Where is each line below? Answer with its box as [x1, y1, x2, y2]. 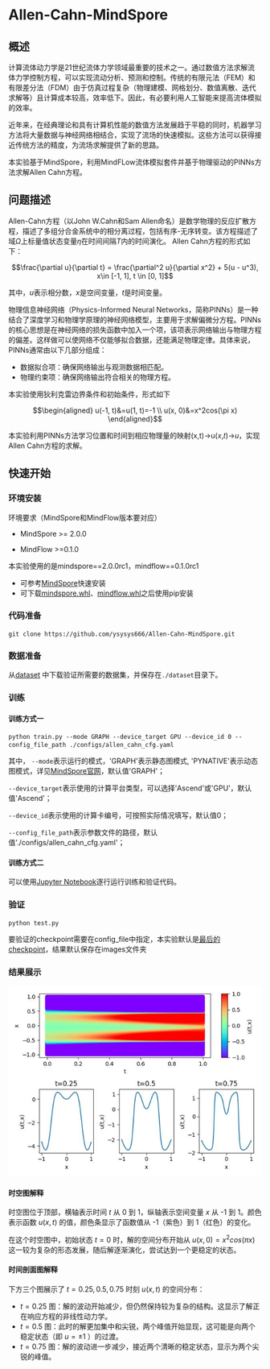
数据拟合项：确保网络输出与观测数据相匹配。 [19, 362, 169, 371]
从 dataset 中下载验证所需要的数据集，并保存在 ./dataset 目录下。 [8, 670, 223, 680]
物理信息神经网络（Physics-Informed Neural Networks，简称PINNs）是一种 [8, 305, 259, 314]
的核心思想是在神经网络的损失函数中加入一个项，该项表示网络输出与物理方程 [8, 325, 262, 334]
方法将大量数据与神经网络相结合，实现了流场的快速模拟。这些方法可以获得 [8, 131, 255, 139]
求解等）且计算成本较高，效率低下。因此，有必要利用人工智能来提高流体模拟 [8, 93, 262, 102]
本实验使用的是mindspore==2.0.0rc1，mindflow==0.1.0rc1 [8, 561, 199, 570]
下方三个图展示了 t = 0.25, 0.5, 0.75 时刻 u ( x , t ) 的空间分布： [8, 1284, 205, 1294]
